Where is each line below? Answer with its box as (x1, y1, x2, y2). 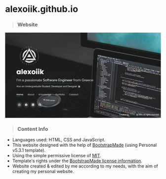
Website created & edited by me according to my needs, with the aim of (12, 163, 158, 169)
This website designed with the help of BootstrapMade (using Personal (12, 142, 157, 148)
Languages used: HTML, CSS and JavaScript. (12, 136, 106, 142)
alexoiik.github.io (5, 3, 78, 15)
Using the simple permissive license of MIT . (12, 152, 101, 158)
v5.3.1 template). (12, 147, 46, 153)
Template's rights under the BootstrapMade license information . (12, 158, 142, 164)
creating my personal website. (12, 168, 74, 174)
